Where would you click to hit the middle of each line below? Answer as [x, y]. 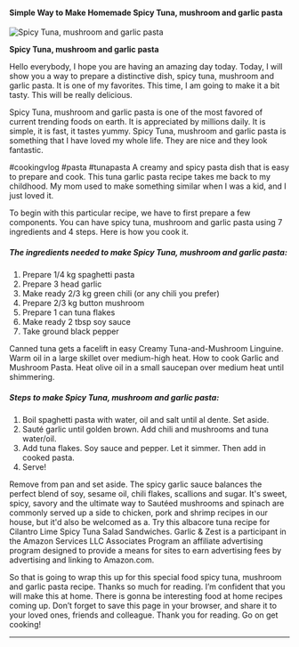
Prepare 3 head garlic [62, 284]
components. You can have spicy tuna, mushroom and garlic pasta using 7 [146, 222]
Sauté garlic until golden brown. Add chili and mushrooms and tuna [145, 429]
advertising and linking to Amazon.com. [82, 560]
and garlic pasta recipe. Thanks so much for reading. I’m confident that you [147, 586]
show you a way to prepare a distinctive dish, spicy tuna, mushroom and [141, 77]
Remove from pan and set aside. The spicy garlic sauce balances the [136, 484]
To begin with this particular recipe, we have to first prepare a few [130, 213]
